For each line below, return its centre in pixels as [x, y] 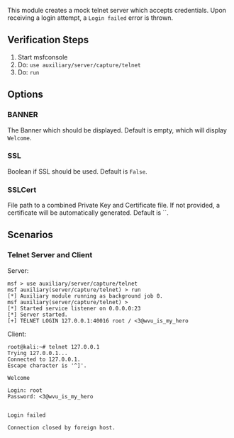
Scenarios [30, 235]
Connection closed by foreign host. [61, 427]
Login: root [25, 390]
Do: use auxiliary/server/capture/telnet [79, 64]
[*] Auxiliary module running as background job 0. [85, 296]
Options [26, 95]
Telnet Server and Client [50, 255]
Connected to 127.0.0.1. [44, 359]
